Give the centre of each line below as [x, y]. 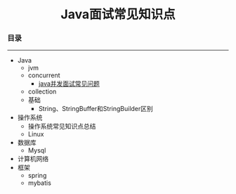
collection [42, 91]
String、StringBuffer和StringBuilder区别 [96, 109]
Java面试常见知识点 [118, 14]
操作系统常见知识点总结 [62, 127]
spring [37, 176]
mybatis [39, 183]
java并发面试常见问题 [69, 84]
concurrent [44, 75]
